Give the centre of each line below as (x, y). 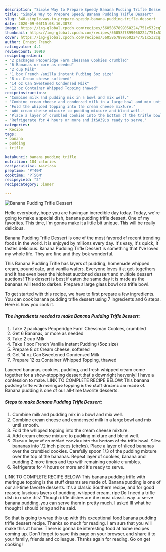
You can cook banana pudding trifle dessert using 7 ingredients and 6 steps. (83, 299)
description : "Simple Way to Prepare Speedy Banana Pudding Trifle (76, 10)
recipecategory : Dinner (30, 185)
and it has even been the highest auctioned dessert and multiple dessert (79, 274)
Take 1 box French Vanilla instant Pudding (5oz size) (65, 344)
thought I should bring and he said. (41, 508)
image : (12, 28)
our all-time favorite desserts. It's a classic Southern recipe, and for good (80, 487)
